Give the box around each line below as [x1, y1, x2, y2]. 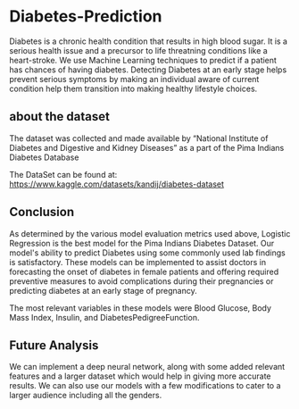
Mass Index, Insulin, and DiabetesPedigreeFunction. [9, 312, 200, 322]
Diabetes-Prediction [9, 6, 162, 27]
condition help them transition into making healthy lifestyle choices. [9, 83, 258, 94]
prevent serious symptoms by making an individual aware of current [9, 73, 260, 84]
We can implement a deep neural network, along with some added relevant [9, 362, 286, 372]
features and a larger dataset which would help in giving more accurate [9, 371, 271, 381]
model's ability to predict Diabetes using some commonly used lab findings [9, 247, 286, 258]
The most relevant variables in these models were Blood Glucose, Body [9, 302, 272, 313]
